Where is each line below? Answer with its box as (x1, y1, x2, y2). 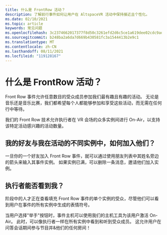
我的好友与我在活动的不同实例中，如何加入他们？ (5, 139, 156, 147)
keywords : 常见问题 (5, 26, 43, 31)
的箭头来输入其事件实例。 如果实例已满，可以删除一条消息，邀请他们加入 (5, 159, 155, 165)
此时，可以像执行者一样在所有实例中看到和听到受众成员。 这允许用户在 (16, 218, 162, 224)
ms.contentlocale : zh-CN (5, 44, 57, 49)
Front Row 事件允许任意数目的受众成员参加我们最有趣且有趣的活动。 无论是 (5, 94, 159, 100)
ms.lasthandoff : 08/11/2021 (5, 49, 64, 54)
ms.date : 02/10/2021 (5, 16, 48, 21)
